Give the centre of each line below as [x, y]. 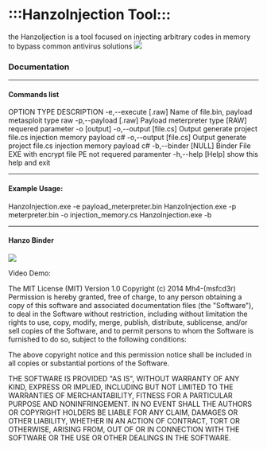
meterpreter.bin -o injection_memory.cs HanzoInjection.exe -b [110, 215]
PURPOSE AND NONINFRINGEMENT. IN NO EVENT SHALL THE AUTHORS [130, 404]
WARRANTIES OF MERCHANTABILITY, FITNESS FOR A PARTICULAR [120, 395]
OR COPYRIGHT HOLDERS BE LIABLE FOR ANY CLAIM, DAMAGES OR [123, 412]
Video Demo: [30, 273]
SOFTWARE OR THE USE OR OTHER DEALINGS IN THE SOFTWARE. [120, 437]
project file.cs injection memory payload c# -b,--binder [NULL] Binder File [130, 146]
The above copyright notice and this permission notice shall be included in [130, 354]
